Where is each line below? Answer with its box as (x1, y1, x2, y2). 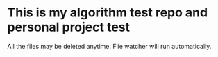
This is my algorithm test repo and (7, 5, 208, 21)
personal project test (7, 19, 131, 35)
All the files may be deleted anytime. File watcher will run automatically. (7, 42, 212, 50)
